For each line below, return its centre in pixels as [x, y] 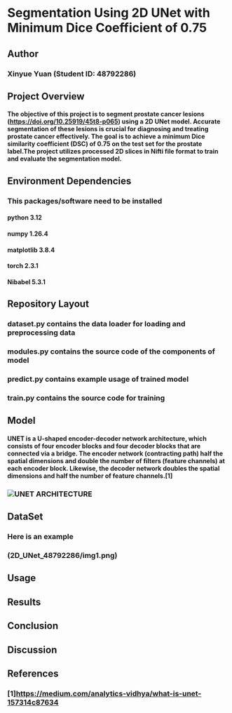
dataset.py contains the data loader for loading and [96, 324]
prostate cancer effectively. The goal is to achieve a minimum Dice [106, 136]
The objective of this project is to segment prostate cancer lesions [106, 114]
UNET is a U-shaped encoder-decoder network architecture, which [107, 438]
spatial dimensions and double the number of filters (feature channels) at [116, 460]
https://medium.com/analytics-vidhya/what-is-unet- [109, 693]
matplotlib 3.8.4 [31, 250]
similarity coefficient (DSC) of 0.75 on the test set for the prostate [105, 144]
